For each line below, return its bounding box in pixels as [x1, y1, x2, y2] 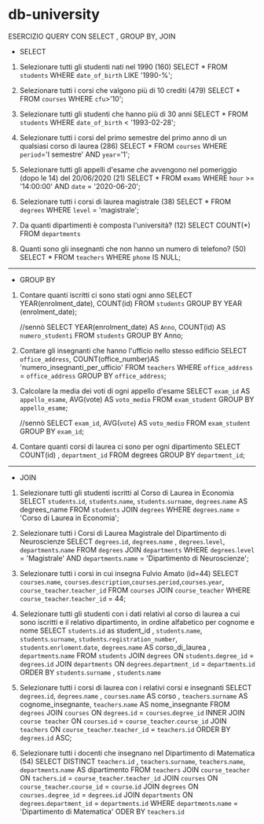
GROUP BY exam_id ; [19, 427, 85, 436]
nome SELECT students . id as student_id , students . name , [19, 626, 203, 635]
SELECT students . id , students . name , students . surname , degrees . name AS [19, 496, 248, 505]
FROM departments [19, 228, 81, 238]
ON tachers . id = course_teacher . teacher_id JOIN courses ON [19, 773, 218, 782]
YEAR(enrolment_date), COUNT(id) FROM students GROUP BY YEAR [19, 298, 242, 308]
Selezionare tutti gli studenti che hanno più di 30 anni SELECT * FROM [19, 109, 249, 119]
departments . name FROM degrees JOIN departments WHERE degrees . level [19, 545, 255, 554]
